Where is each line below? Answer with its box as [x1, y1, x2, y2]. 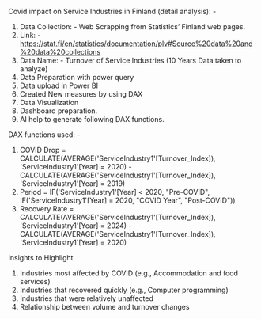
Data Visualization [19, 98, 79, 107]
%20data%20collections [19, 47, 101, 56]
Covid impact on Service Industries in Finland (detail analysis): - [8, 7, 217, 16]
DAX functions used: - [8, 130, 81, 139]
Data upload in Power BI [19, 81, 99, 90]
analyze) [19, 64, 48, 74]
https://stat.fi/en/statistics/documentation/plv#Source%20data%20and [19, 39, 253, 48]
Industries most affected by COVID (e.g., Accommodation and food [19, 268, 239, 278]
